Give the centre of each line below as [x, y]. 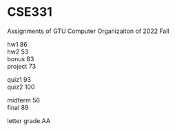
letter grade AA [29, 120]
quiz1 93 [19, 79]
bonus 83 [21, 58]
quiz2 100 [21, 87]
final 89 [18, 107]
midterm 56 [23, 100]
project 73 [22, 66]
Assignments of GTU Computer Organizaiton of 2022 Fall [88, 31]
